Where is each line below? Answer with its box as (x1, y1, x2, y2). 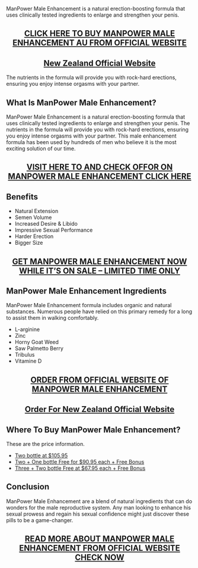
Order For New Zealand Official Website (24, 404, 175, 414)
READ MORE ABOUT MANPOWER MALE (24, 534, 175, 544)
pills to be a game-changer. (6, 516, 74, 523)
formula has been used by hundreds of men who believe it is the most (6, 139, 177, 146)
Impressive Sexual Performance (14, 226, 93, 234)
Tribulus (14, 351, 35, 358)
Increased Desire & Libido (14, 220, 78, 227)
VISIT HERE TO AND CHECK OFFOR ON (26, 162, 173, 172)
